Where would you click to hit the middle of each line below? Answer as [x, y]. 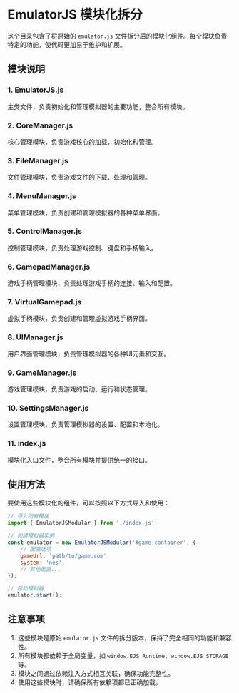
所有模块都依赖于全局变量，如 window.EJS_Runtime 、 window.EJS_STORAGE [123, 655]
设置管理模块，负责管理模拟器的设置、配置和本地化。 [86, 424]
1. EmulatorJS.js [36, 90]
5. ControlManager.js [45, 231]
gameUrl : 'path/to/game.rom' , [65, 556]
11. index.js [27, 443]
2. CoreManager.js [40, 125]
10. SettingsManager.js [48, 408]
